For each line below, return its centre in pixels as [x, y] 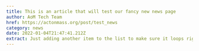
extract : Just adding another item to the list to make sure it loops [95, 39]
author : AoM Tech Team [34, 17]
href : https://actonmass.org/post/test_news [62, 22]
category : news [25, 28]
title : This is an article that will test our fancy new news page [91, 11]
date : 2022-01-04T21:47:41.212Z [46, 33]
